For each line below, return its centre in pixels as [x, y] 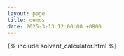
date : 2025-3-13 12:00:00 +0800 [54, 26]
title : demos [26, 20]
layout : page [26, 13]
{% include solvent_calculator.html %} [62, 46]
